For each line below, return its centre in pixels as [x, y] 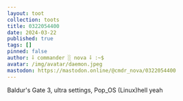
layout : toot [26, 13]
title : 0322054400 [33, 26]
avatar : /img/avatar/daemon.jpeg [55, 64]
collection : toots [33, 20]
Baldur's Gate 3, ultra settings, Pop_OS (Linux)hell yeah [85, 90]
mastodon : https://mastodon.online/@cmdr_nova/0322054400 [91, 70]
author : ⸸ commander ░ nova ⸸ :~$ [56, 58]
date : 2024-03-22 [32, 32]
